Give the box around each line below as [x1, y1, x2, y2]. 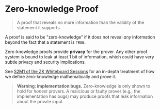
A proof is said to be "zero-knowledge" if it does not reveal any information [5, 34, 155, 40]
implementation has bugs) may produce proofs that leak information [16, 93, 153, 99]
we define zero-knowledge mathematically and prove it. [5, 73, 116, 79]
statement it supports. [16, 24, 61, 30]
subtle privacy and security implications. [5, 59, 86, 65]
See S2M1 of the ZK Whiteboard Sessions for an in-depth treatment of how [5, 68, 155, 74]
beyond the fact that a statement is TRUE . [5, 39, 86, 45]
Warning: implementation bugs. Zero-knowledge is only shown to [16, 83, 150, 89]
